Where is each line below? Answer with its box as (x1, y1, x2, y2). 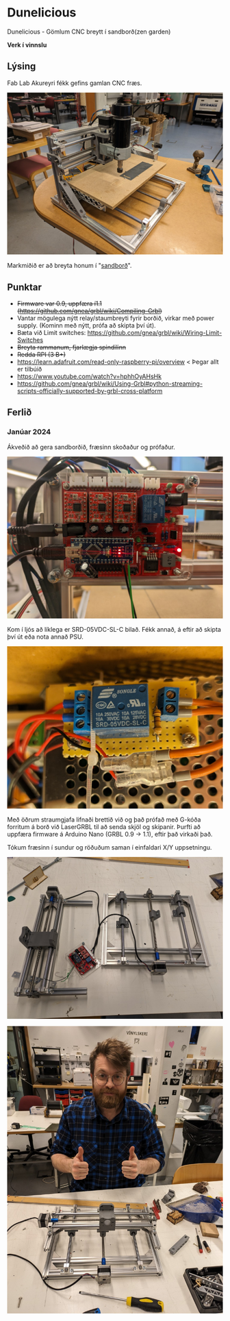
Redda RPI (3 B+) (16, 351, 66, 359)
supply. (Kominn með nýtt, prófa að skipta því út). (16, 321, 156, 330)
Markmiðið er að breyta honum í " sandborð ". (7, 262, 132, 270)
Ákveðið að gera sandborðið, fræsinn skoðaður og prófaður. (7, 443, 176, 451)
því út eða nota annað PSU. (7, 632, 84, 641)
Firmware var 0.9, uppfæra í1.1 (16, 299, 103, 308)
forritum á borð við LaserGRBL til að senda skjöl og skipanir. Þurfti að (7, 822, 201, 830)
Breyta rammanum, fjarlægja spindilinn (16, 343, 127, 351)
